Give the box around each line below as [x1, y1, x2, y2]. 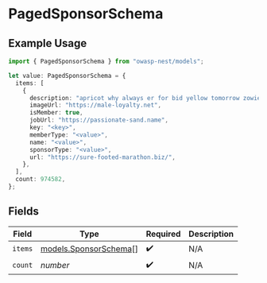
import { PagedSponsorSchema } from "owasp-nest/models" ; [8, 57, 204, 65]
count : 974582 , [15, 176, 66, 184]
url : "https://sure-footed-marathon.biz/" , [29, 153, 176, 161]
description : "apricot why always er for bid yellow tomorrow [29, 94, 240, 102]
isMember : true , [29, 109, 83, 117]
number [40, 260, 70, 271]
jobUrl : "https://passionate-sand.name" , [29, 116, 169, 124]
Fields [8, 204, 40, 219]
